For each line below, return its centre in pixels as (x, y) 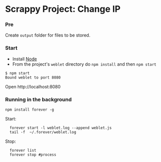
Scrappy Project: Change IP (63, 9)
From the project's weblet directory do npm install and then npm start (84, 64)
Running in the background (38, 99)
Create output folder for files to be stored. (48, 35)
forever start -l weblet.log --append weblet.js (61, 128)
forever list (23, 151)
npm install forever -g (30, 110)
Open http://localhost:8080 (33, 86)
